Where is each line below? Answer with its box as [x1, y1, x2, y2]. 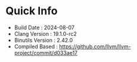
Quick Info [5, 4, 58, 18]
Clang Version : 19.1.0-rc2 [14, 30, 77, 37]
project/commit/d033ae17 [14, 49, 78, 56]
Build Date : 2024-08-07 [14, 24, 75, 31]
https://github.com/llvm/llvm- [58, 43, 132, 50]
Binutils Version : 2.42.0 [14, 36, 73, 44]
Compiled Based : [14, 43, 58, 50]
